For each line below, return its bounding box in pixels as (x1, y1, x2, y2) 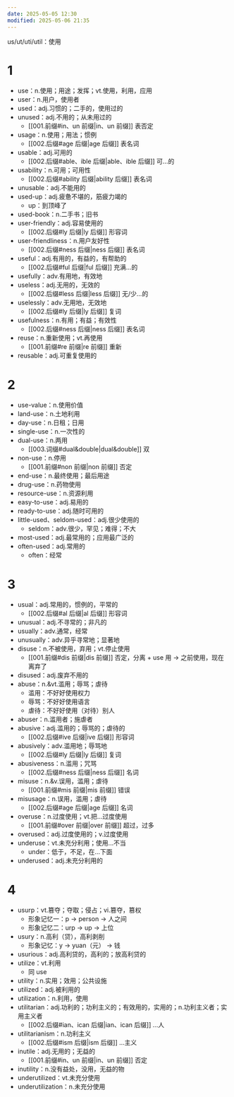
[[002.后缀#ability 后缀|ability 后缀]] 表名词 (27, 174, 153, 184)
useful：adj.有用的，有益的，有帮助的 (17, 254, 127, 263)
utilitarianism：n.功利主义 (17, 1029, 92, 1038)
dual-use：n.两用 (17, 436, 68, 445)
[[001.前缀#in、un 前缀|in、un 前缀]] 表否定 (27, 121, 154, 131)
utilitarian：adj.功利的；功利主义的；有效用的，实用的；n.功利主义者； (17, 1003, 221, 1012)
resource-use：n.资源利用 (17, 489, 94, 498)
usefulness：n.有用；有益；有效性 (17, 316, 117, 325)
